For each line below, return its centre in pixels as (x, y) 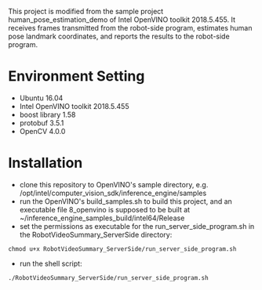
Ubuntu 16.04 (41, 98)
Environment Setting (76, 76)
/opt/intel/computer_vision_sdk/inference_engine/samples (113, 193)
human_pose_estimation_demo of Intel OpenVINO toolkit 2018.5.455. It (122, 20)
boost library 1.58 (47, 114)
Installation (45, 163)
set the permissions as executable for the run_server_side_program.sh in (137, 226)
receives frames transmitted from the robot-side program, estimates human (130, 28)
